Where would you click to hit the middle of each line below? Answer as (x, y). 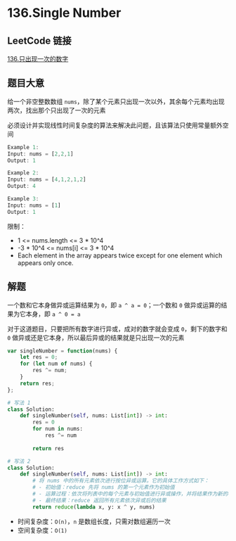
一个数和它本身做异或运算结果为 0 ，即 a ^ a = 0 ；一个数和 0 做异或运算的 (114, 305)
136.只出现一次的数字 (38, 59)
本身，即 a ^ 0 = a (53, 314)
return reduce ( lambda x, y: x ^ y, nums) (94, 507)
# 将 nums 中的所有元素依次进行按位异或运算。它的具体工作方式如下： (121, 481)
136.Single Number (64, 13)
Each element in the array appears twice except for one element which (120, 255)
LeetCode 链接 (39, 40)
